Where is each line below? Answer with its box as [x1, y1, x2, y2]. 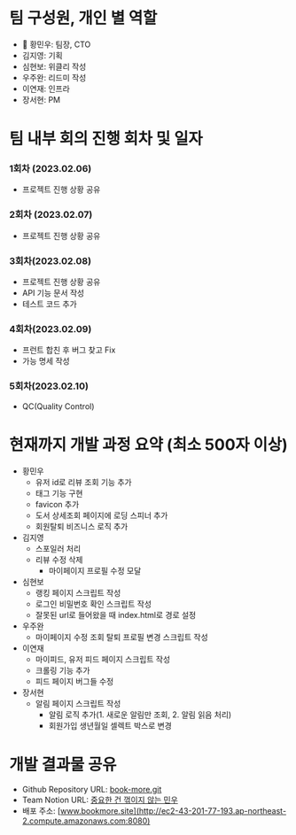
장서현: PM [21, 94, 60, 104]
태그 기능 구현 [35, 488, 83, 499]
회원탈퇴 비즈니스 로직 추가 [35, 521, 129, 531]
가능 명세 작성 [21, 356, 70, 367]
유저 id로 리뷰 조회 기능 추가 [35, 476, 132, 487]
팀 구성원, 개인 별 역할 [9, 8, 158, 28]
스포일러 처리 [35, 543, 82, 553]
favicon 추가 [35, 499, 80, 509]
